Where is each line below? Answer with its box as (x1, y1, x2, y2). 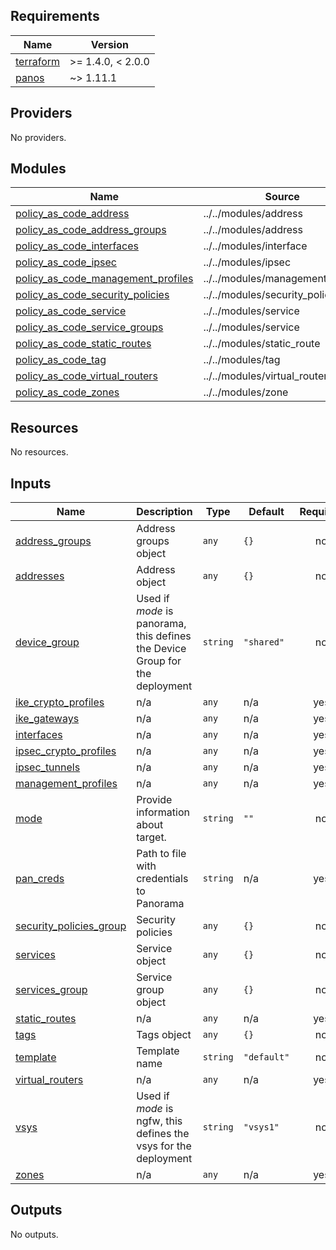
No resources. (10, 446, 69, 458)
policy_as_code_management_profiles (15, 272, 194, 286)
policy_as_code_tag (15, 353, 107, 367)
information (136, 805, 190, 819)
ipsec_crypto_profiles (15, 744, 117, 758)
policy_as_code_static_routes (15, 337, 152, 351)
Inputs (10, 475, 52, 492)
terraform (15, 54, 61, 68)
